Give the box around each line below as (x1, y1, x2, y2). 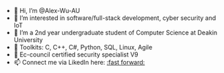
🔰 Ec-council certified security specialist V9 (13, 50, 139, 59)
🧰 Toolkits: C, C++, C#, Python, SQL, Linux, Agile (13, 43, 153, 51)
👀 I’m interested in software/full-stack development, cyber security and (13, 14, 216, 22)
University (13, 36, 43, 44)
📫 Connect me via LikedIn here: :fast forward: (13, 59, 145, 66)
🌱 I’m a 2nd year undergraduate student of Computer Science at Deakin (13, 28, 218, 36)
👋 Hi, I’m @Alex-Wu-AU (13, 7, 81, 14)
